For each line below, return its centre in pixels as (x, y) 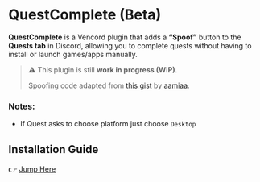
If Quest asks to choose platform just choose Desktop (108, 124)
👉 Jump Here (32, 169)
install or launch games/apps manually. (73, 54)
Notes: (22, 106)
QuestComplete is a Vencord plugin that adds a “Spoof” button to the (125, 37)
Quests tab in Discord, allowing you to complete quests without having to (130, 45)
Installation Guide (54, 149)
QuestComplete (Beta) (85, 15)
